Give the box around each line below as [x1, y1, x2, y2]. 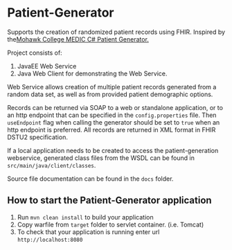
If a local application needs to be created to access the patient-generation [7, 146, 219, 154]
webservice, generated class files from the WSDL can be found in [7, 154, 195, 162]
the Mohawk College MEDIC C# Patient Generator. [7, 35, 149, 43]
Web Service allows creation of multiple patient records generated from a [7, 82, 217, 91]
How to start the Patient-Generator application [7, 195, 213, 206]
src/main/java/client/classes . [7, 161, 96, 169]
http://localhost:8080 [17, 236, 83, 243]
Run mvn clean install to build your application [17, 213, 154, 221]
